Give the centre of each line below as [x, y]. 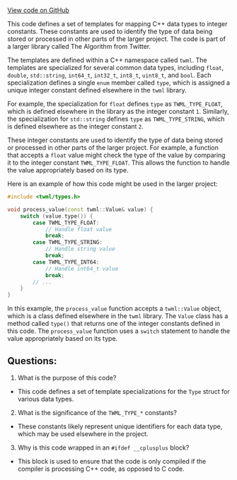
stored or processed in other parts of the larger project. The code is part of [117, 39]
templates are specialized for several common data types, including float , [116, 68]
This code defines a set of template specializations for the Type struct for [123, 391]
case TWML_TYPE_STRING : [68, 242]
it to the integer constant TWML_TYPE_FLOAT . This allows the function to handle [118, 163]
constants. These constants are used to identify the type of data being [110, 31]
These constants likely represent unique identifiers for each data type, [120, 426]
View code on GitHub [38, 10]
